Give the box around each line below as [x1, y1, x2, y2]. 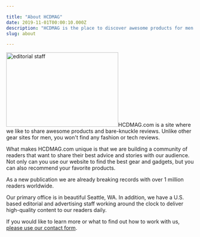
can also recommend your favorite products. [6, 164, 116, 171]
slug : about [6, 30, 36, 36]
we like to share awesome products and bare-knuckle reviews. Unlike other [6, 127, 192, 135]
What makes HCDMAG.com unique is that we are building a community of [6, 145, 188, 152]
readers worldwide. [6, 182, 54, 189]
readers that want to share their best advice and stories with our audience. [6, 152, 190, 159]
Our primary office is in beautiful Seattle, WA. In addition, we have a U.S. [6, 194, 184, 201]
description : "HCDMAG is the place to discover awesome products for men [6, 25, 194, 31]
